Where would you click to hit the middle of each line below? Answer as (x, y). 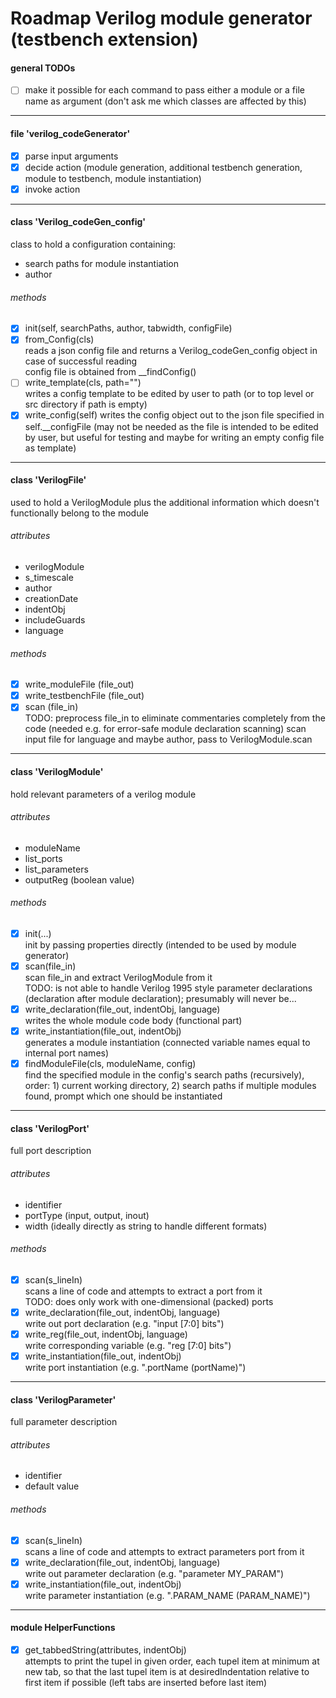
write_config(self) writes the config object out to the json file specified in (174, 415)
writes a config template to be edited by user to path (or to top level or (169, 394)
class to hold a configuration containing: (93, 244)
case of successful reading (81, 361)
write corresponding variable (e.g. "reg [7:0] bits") (128, 1346)
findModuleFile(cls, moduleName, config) (110, 1064)
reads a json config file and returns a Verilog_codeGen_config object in (171, 351)
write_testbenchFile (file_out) (84, 696)
